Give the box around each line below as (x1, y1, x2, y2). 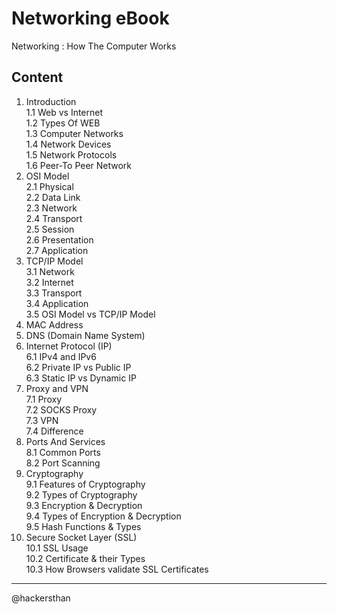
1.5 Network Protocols (25, 148, 118, 161)
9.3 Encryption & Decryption (25, 499, 143, 511)
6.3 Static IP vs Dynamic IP (25, 372, 137, 384)
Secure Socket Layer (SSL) (25, 531, 138, 543)
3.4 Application (25, 297, 89, 309)
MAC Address (25, 318, 84, 331)
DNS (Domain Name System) (25, 329, 146, 341)
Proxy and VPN (25, 382, 89, 394)
